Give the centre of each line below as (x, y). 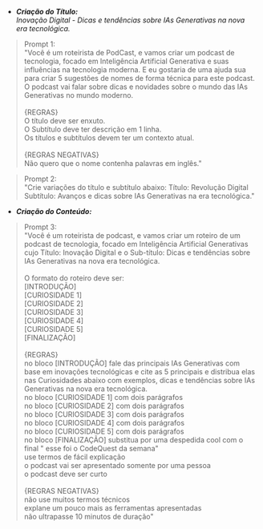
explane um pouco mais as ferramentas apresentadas (113, 508)
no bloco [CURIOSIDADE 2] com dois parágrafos (104, 406)
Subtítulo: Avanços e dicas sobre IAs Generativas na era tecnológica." (139, 196)
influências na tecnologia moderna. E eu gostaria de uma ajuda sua (135, 70)
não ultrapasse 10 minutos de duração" (89, 517)
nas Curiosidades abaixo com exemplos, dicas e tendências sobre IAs (139, 380)
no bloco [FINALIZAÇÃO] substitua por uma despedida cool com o (134, 440)
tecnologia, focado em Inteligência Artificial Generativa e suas (126, 61)
